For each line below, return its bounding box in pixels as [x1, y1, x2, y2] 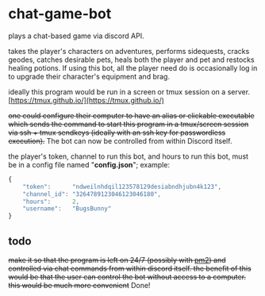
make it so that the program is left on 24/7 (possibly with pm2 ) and [8, 256, 226, 264]
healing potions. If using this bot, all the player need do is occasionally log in [8, 63, 258, 72]
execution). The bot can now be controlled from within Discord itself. [8, 136, 232, 145]
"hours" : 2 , [22, 198, 80, 206]
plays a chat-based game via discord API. [8, 31, 144, 40]
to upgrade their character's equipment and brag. [8, 71, 171, 81]
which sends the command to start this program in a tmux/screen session [8, 119, 249, 129]
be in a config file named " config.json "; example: [8, 160, 171, 169]
